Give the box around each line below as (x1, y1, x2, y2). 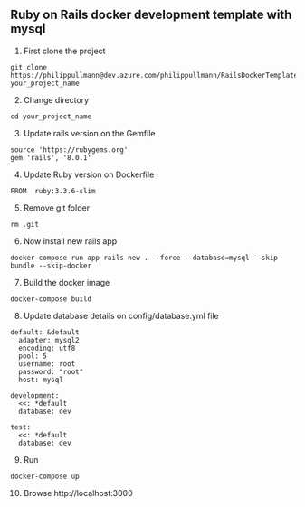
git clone (10, 62, 48, 71)
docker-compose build (10, 294, 92, 304)
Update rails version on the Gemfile (23, 127, 156, 138)
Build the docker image (23, 277, 110, 287)
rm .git (10, 220, 40, 229)
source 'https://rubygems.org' (10, 145, 129, 155)
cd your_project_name (10, 112, 92, 121)
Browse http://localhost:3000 (23, 487, 134, 498)
